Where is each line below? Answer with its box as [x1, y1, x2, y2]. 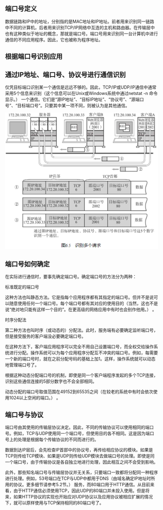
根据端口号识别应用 [5, 53, 63, 61]
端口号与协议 [5, 411, 44, 419]
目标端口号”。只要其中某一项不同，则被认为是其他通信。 [17, 103, 130, 109]
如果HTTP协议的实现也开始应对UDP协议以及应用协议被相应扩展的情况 [13, 493, 153, 499]
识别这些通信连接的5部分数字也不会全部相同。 [5, 378, 97, 384]
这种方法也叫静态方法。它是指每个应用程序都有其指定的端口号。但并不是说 [5, 294, 154, 301]
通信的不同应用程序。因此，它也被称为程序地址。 [5, 37, 103, 42]
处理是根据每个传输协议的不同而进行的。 [17, 436, 98, 442]
